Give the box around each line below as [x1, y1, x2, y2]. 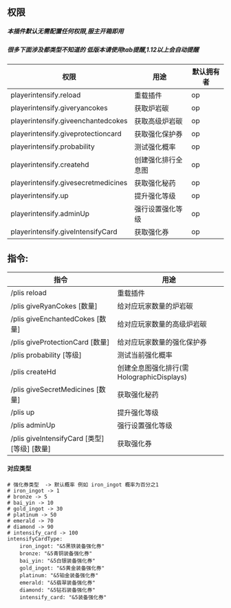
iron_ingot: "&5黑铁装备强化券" [19, 543, 105, 550]
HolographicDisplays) [117, 372, 188, 382]
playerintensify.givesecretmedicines [10, 177, 128, 187]
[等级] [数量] [10, 444, 52, 453]
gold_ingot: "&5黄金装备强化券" [19, 565, 105, 572]
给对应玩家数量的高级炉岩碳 [117, 319, 208, 329]
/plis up [10, 407, 35, 417]
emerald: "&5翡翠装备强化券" [19, 579, 96, 586]
